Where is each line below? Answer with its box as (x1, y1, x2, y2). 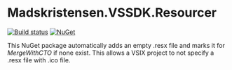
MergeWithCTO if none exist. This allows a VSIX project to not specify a (7, 49, 214, 57)
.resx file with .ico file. (7, 55, 71, 64)
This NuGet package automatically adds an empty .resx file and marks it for (7, 41, 226, 49)
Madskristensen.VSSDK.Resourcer (7, 5, 217, 21)
